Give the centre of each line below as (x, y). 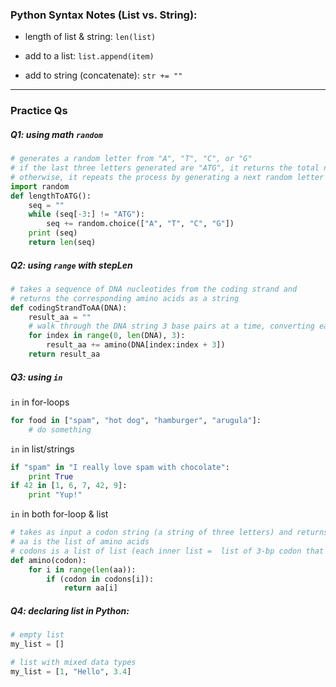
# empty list (37, 635)
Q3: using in (36, 377)
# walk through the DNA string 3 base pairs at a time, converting (171, 326)
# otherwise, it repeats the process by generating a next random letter (167, 177)
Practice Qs (39, 111)
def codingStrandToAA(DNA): (69, 308)
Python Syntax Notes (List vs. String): (104, 15)
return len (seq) (62, 243)
